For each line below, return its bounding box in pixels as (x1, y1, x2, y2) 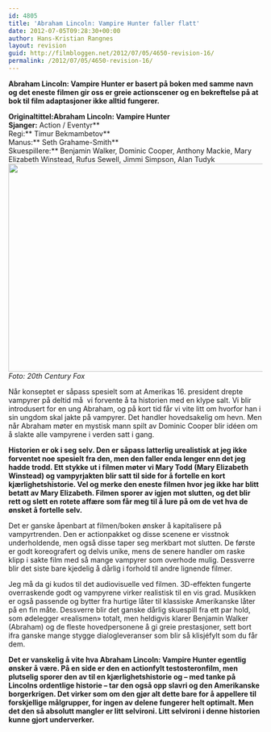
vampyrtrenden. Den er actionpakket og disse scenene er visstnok (8, 529, 230, 539)
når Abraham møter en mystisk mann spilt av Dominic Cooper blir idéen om (8, 421, 258, 430)
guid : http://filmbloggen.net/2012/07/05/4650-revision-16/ (8, 49, 215, 57)
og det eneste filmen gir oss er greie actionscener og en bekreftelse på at (8, 87, 259, 97)
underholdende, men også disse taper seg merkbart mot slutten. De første (8, 538, 256, 547)
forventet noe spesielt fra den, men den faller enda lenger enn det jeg (8, 453, 246, 464)
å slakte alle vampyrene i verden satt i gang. (8, 429, 155, 439)
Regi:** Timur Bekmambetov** (8, 128, 110, 138)
